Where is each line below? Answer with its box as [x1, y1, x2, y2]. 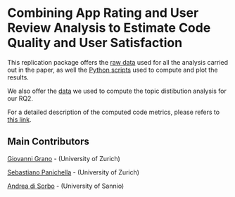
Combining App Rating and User [7, 5, 199, 21]
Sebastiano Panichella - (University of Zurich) [7, 167, 139, 177]
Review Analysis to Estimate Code [7, 20, 211, 36]
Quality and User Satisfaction [7, 35, 183, 51]
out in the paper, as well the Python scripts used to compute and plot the [7, 65, 218, 74]
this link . [7, 115, 32, 124]
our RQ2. [7, 94, 34, 103]
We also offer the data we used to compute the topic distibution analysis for [7, 87, 227, 95]
